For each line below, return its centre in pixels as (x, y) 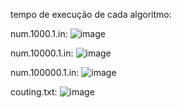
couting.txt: (34, 92)
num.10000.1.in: (42, 53)
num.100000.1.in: (45, 72)
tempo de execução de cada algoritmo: (91, 14)
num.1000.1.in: (39, 33)
